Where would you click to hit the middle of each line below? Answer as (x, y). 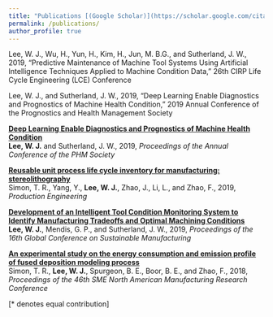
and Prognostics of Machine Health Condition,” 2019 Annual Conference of (134, 104)
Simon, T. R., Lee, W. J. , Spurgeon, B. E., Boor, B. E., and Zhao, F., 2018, (128, 271)
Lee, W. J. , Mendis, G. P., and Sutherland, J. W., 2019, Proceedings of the (131, 229)
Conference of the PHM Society (62, 154)
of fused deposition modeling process (74, 263)
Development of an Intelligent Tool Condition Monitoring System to (123, 212)
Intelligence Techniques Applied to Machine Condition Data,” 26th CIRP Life (135, 72)
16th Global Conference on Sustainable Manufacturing (100, 238)
